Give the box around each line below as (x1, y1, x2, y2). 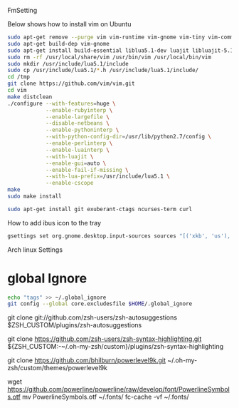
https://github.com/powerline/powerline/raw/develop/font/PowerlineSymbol (7, 385, 230, 394)
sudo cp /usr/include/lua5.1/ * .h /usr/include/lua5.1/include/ (7, 67, 199, 74)
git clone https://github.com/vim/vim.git (7, 80, 135, 88)
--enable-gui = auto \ (45, 160, 107, 167)
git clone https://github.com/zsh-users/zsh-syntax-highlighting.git (7, 335, 202, 343)
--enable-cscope (45, 180, 94, 187)
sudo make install (7, 193, 62, 200)
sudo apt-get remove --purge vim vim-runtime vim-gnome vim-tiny (7, 34, 205, 41)
